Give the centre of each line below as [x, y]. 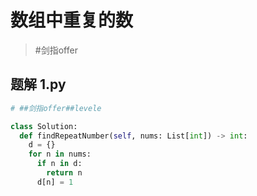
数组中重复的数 [72, 20]
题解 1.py [38, 84]
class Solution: [44, 126]
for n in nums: [60, 154]
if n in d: [59, 164]
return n [64, 173]
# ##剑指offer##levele [56, 108]
